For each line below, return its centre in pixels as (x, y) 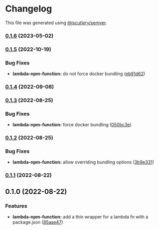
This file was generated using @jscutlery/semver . (56, 23)
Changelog (29, 9)
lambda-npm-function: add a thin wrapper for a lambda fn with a (80, 217)
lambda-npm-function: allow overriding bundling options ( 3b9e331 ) (83, 162)
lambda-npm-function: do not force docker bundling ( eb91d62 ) (79, 74)
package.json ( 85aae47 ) (38, 222)
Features (16, 206)
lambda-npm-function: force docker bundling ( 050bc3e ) (72, 125)
